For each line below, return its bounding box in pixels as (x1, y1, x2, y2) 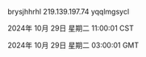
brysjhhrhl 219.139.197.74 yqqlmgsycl (7, 7, 130, 16)
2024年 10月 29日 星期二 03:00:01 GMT (7, 40, 140, 50)
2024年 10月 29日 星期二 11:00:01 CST (7, 23, 134, 33)
